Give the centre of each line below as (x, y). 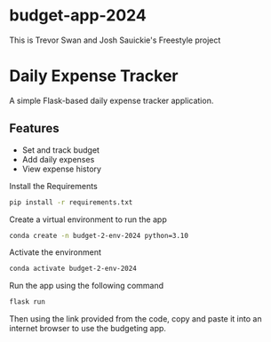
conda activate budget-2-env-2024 (73, 269)
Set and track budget (61, 150)
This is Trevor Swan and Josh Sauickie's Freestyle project (115, 40)
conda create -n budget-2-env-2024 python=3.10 (99, 235)
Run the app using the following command (87, 286)
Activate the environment (56, 252)
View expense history (62, 169)
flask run (28, 302)
